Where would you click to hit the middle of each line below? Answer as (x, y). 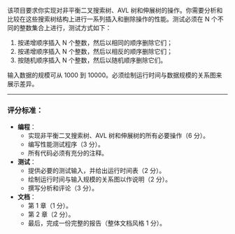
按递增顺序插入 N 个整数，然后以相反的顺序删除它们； (95, 51)
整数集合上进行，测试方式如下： (65, 28)
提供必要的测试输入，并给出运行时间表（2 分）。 (97, 171)
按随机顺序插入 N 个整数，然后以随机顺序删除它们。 (92, 60)
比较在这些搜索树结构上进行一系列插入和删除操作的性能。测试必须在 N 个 (113, 19)
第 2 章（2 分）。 (51, 214)
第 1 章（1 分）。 (50, 206)
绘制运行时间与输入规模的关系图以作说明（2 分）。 (100, 179)
